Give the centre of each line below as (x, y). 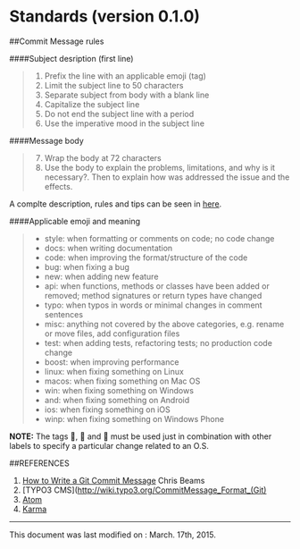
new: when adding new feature (101, 276)
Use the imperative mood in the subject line (125, 123)
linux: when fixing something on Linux (114, 371)
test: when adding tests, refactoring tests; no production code (158, 342)
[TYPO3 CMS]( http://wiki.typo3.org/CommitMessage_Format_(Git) (144, 490)
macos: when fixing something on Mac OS (122, 381)
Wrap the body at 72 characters (103, 157)
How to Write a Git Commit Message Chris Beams (113, 480)
